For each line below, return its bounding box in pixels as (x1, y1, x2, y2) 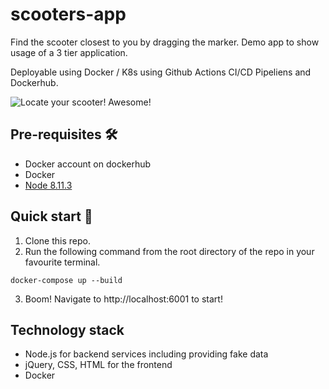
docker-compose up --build (10, 275, 123, 285)
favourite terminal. (24, 256, 101, 268)
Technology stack (10, 321, 125, 338)
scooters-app (10, 3, 127, 26)
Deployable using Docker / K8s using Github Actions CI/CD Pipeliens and (10, 66, 312, 78)
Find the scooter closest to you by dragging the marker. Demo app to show (10, 36, 320, 48)
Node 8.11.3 (24, 179, 73, 191)
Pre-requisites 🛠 (10, 126, 118, 143)
